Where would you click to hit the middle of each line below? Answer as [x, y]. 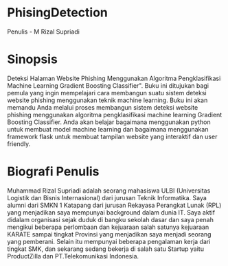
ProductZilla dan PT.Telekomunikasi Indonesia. [73, 256]
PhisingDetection [58, 13]
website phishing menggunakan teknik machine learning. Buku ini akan [107, 100]
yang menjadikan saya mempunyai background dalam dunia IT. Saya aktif [111, 212]
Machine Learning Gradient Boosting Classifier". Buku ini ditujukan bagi [108, 85]
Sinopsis [33, 59]
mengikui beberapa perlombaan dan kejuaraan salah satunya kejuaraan [108, 227]
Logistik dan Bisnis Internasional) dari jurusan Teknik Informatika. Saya [107, 197]
